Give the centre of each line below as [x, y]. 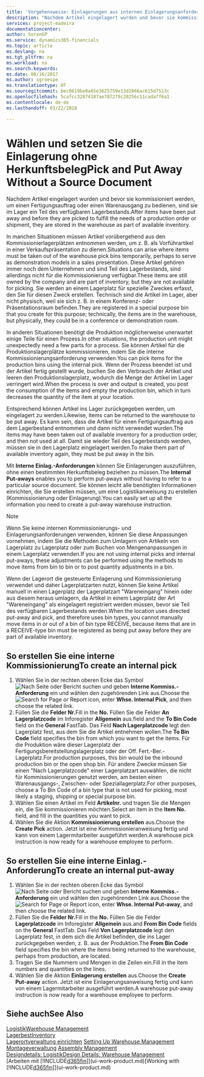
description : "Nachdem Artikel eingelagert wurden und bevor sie [90, 18]
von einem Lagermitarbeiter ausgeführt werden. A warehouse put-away [104, 988]
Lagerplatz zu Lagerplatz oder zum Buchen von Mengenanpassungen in [97, 547]
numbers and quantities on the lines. [61, 969]
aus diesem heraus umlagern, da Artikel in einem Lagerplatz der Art [91, 598]
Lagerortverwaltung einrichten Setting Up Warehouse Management [90, 1041]
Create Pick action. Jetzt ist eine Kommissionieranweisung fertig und [101, 829]
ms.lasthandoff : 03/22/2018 [42, 108]
